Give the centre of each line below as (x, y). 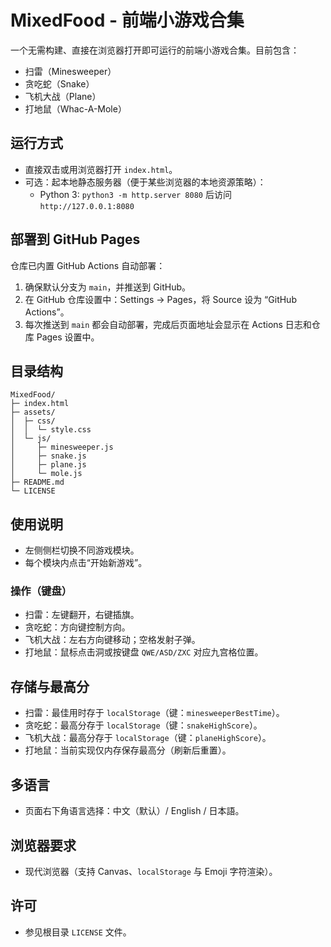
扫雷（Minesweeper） (70, 71)
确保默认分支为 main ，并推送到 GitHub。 (107, 287)
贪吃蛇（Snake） (59, 83)
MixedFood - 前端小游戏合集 (127, 20)
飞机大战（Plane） (63, 96)
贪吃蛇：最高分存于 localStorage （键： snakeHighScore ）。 (143, 725)
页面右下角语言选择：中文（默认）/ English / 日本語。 (134, 811)
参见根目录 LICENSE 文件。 (78, 932)
